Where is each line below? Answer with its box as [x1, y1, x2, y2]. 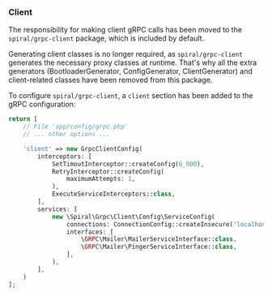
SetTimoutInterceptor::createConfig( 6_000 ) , [51, 160, 205, 168]
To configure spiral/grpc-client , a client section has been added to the [8, 91, 253, 101]
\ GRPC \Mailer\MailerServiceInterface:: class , [80, 235, 237, 243]
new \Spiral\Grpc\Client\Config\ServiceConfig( [51, 212, 216, 221]
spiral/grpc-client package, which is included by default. [8, 33, 205, 43]
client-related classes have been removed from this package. [8, 75, 213, 85]
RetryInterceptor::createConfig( [51, 167, 164, 176]
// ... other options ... [23, 131, 111, 139]
